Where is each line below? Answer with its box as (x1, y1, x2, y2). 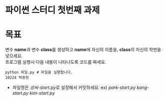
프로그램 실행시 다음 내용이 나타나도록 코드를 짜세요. (5, 59, 106, 65)
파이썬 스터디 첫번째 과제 (5, 4, 100, 16)
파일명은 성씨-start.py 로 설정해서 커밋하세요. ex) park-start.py (12, 85, 136, 91)
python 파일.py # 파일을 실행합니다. (5, 70, 73, 75)
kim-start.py (29, 90, 55, 96)
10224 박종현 (5, 75, 29, 80)
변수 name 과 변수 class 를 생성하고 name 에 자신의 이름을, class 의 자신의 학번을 (5, 47, 162, 53)
